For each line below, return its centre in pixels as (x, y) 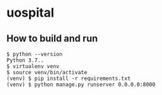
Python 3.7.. (25, 60)
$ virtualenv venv (33, 67)
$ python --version (35, 54)
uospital (30, 13)
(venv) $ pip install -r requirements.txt (69, 78)
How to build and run (52, 38)
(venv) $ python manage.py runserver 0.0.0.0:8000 (81, 85)
